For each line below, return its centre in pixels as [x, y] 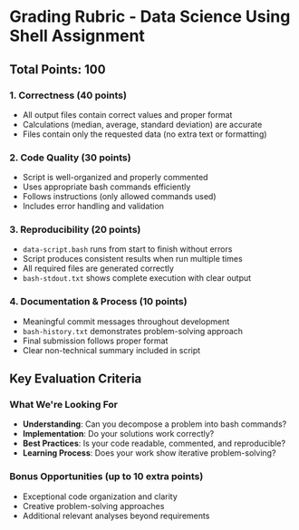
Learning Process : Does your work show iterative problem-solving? [149, 453]
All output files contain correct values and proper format [127, 114]
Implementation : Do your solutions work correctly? [118, 434]
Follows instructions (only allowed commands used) [119, 197]
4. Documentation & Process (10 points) [98, 302]
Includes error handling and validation [93, 207]
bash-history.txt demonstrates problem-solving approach [132, 331]
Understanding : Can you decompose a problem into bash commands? [154, 424]
